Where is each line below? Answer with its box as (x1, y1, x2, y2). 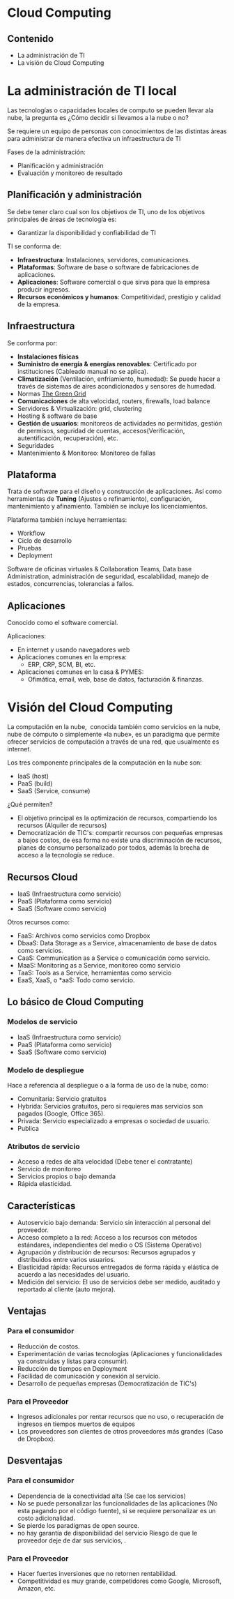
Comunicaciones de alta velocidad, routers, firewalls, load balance (17, 396, 210, 405)
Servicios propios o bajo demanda (17, 1172, 116, 1180)
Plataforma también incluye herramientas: (7, 516, 127, 524)
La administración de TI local (7, 83, 177, 99)
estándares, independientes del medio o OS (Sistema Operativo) (17, 1240, 202, 1249)
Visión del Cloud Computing (7, 700, 173, 716)
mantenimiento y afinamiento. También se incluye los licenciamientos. (7, 502, 208, 511)
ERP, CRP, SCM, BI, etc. (27, 661, 96, 669)
